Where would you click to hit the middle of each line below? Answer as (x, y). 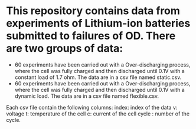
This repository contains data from (93, 11)
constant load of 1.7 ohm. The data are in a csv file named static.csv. (98, 77)
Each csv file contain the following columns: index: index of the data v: (92, 107)
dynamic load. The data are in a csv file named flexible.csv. (87, 96)
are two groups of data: (65, 49)
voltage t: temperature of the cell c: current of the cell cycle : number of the (98, 114)
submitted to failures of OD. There (91, 36)
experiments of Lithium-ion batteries (98, 23)
